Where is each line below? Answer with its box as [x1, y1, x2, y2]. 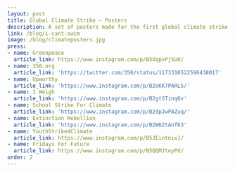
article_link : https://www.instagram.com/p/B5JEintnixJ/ [13, 134, 184, 141]
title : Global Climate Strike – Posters [7, 17, 128, 24]
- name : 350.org [7, 62, 55, 70]
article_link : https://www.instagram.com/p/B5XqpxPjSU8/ [13, 56, 184, 63]
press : [7, 43, 27, 50]
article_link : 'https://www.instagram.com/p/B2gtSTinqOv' [13, 95, 188, 102]
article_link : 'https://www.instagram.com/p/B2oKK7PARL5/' [13, 82, 191, 89]
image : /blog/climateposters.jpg [7, 37, 106, 44]
